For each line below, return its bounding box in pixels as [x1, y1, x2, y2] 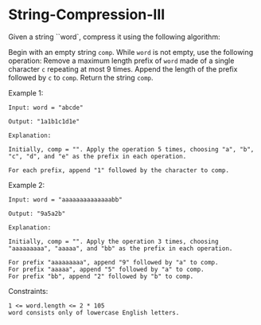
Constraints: [8, 286, 49, 296]
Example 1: [8, 88, 44, 97]
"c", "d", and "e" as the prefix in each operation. [8, 152, 187, 160]
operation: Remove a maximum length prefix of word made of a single [8, 56, 235, 65]
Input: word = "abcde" [8, 104, 84, 112]
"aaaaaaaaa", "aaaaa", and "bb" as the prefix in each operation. [8, 245, 233, 253]
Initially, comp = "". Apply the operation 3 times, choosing [8, 237, 219, 245]
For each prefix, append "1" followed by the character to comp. [8, 166, 229, 174]
